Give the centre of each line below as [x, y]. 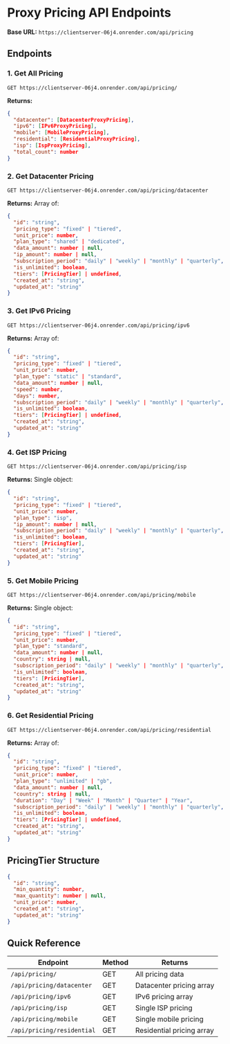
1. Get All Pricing [35, 73]
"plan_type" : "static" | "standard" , [68, 377]
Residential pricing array [174, 1031]
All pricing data [160, 974]
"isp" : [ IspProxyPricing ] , [52, 145]
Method [116, 962]
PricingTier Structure [54, 861]
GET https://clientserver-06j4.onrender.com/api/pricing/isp [97, 467]
